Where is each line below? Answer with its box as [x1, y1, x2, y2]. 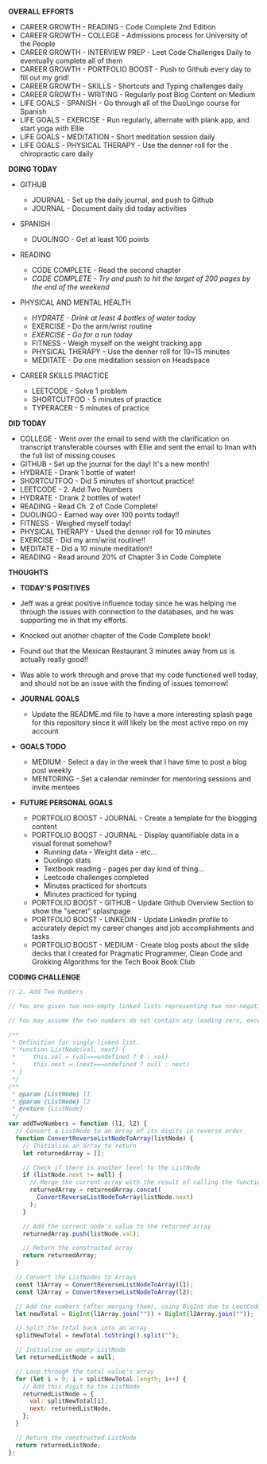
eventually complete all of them [19, 56, 123, 65]
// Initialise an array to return [22, 1142, 137, 1150]
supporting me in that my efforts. [19, 616, 128, 625]
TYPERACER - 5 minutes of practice [31, 403, 149, 412]
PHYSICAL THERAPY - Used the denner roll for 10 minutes [19, 527, 211, 536]
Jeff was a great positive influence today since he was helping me [19, 598, 237, 608]
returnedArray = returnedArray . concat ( [29, 1186, 161, 1194]
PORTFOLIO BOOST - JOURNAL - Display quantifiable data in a [31, 831, 240, 839]
